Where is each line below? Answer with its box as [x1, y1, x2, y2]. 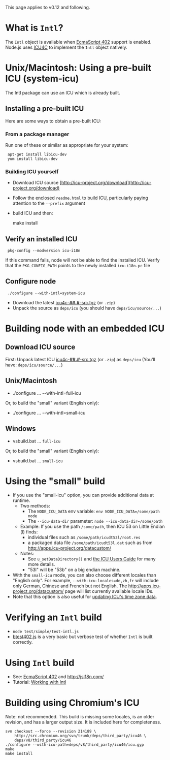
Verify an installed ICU [5, 235, 78, 243]
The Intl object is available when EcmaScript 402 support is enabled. [5, 39, 152, 45]
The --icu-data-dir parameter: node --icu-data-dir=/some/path [27, 518, 163, 524]
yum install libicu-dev [7, 156, 58, 162]
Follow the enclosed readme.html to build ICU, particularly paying [12, 195, 148, 201]
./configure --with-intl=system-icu [7, 291, 85, 296]
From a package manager [5, 131, 70, 138]
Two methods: [20, 503, 50, 509]
